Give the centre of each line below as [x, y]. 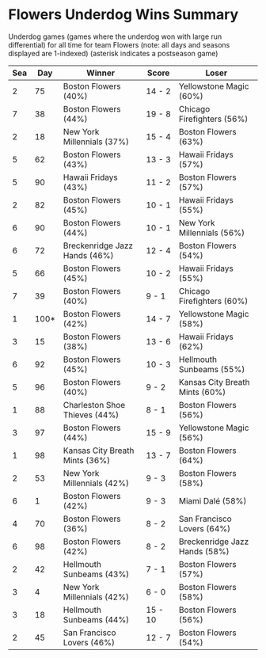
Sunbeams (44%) [96, 619]
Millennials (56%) [212, 233]
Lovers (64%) [205, 528]
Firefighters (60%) [213, 301]
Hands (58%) [204, 551]
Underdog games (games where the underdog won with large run [115, 36]
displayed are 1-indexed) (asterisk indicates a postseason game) [113, 53]
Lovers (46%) [89, 642]
